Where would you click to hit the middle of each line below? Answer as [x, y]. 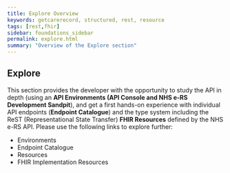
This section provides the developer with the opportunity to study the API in [114, 90]
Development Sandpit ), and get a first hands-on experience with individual [114, 105]
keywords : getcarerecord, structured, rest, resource [86, 20]
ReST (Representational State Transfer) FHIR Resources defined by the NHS [115, 119]
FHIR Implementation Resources [63, 162]
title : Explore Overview [43, 13]
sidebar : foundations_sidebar [51, 33]
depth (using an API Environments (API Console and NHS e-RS [97, 97]
